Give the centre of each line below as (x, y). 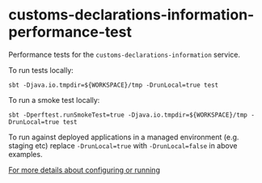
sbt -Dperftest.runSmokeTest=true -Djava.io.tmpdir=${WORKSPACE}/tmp (128, 115)
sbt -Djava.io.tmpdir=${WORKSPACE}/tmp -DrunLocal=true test (114, 85)
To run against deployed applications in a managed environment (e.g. (124, 137)
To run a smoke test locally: (54, 100)
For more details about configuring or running (84, 170)
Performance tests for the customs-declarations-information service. (125, 54)
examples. (25, 154)
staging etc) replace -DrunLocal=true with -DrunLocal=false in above (123, 145)
